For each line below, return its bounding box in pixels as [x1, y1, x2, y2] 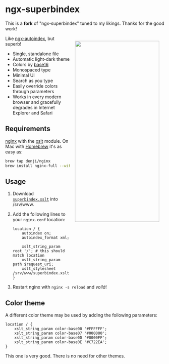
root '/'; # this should [12, 249, 65, 254]
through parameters [12, 88, 54, 94]
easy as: [5, 148, 23, 155]
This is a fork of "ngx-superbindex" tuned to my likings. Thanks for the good [5, 20, 164, 26]
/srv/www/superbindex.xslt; [12, 271, 72, 276]
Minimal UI [12, 72, 35, 78]
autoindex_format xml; [22, 235, 70, 240]
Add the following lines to [12, 211, 66, 217]
